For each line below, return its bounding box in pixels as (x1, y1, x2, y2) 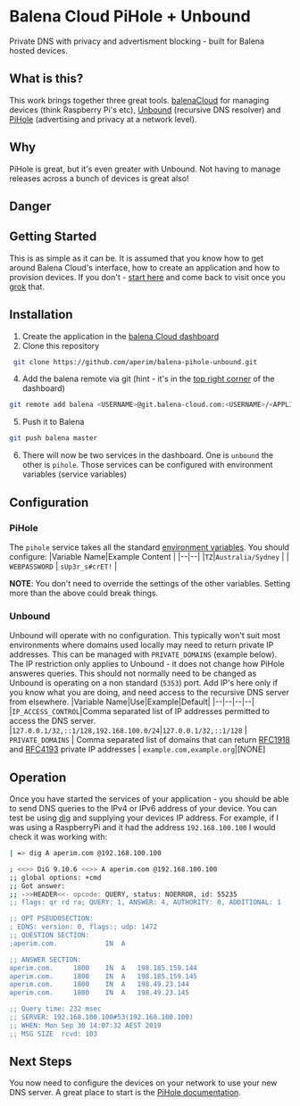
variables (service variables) (21, 469, 128, 479)
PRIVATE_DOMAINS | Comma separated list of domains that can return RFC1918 (9, 735, 290, 745)
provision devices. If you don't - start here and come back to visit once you (9, 271, 286, 282)
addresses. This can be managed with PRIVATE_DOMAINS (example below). (9, 649, 278, 660)
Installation (9, 307, 73, 322)
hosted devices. (9, 45, 69, 55)
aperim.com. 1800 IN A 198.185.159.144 (9, 963, 198, 972)
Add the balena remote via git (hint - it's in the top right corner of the (21, 373, 275, 385)
